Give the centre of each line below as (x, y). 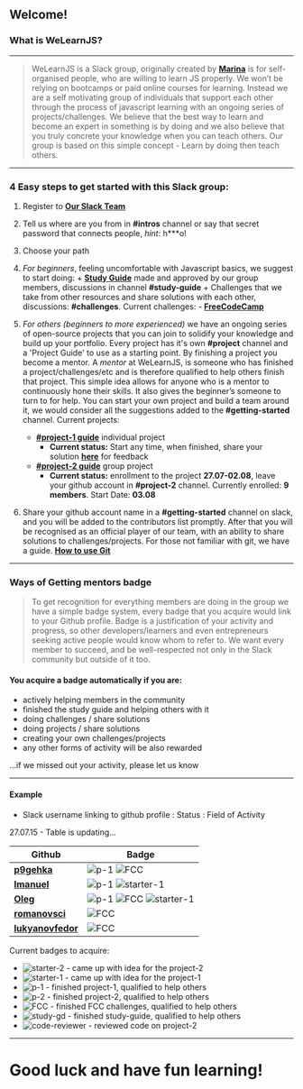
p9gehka (33, 869)
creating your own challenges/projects (94, 738)
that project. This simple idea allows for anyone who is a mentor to (146, 381)
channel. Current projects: (71, 419)
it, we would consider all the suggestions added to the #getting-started (156, 410)
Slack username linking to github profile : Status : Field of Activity (144, 814)
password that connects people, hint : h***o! (104, 233)
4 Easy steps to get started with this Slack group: (119, 187)
